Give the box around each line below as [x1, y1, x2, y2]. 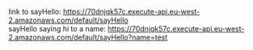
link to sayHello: [8, 7, 62, 16]
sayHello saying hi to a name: [8, 24, 107, 33]
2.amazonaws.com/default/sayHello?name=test [8, 32, 168, 42]
